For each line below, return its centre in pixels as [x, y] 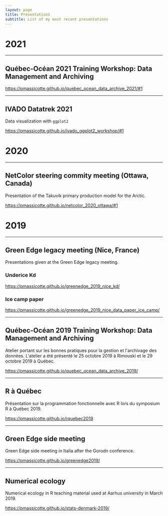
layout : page [19, 10]
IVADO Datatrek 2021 [39, 109]
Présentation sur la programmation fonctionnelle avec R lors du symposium [82, 403]
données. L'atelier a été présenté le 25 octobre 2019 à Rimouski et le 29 [79, 356]
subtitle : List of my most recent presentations [57, 19]
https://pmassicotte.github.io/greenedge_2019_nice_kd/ [62, 286]
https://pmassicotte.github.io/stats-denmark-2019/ [57, 508]
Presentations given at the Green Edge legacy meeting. [62, 262]
